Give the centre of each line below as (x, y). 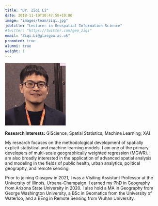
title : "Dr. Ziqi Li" (27, 10)
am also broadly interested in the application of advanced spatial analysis (78, 158)
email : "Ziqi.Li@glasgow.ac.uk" (38, 36)
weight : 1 (15, 51)
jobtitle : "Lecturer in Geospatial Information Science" (64, 26)
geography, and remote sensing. (38, 168)
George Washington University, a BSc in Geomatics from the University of (79, 193)
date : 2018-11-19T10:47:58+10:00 (39, 15)
